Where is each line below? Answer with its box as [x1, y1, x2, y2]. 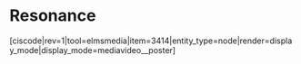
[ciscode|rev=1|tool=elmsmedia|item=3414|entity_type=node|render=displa [9, 35, 293, 46]
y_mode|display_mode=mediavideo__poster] [9, 44, 176, 55]
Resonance [9, 5, 96, 26]
